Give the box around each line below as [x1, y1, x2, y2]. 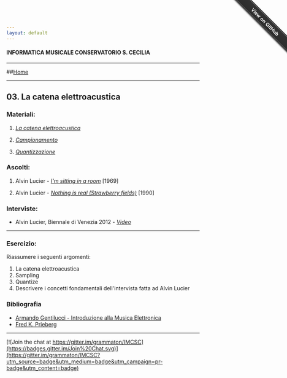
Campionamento [15, 136, 58, 144]
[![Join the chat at [6, 338, 52, 345]
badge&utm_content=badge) [6, 364, 79, 371]
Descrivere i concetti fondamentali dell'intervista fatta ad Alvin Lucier [15, 285, 190, 292]
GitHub [263, 20, 281, 38]
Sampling [15, 272, 40, 279]
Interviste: [6, 204, 38, 213]
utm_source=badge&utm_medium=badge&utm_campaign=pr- [6, 358, 163, 365]
